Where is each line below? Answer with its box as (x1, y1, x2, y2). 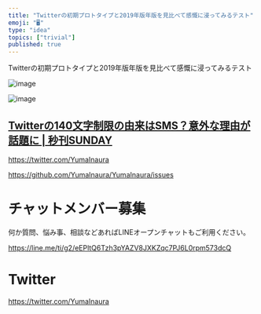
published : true (8, 41, 61, 49)
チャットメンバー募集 (8, 200, 146, 218)
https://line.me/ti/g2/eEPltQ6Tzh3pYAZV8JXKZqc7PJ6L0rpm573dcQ (8, 243, 232, 252)
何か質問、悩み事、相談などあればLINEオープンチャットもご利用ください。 (8, 227, 250, 236)
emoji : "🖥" (8, 19, 45, 27)
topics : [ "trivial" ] (8, 33, 76, 42)
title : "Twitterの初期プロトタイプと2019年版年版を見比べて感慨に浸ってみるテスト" (8, 11, 254, 20)
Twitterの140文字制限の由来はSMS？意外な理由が (8, 119, 251, 132)
